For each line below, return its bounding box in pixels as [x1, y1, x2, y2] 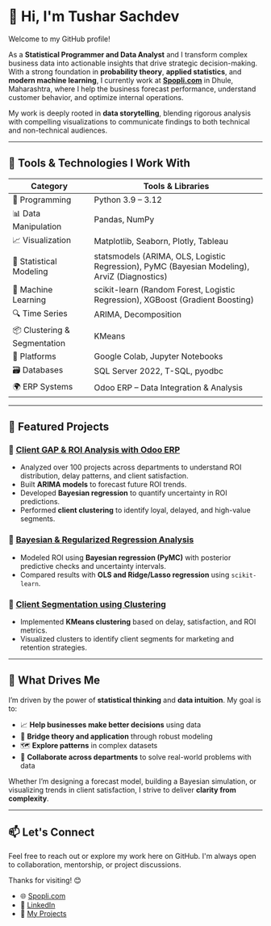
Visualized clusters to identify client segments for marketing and [19, 634, 235, 644]
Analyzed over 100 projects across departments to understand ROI [19, 462, 242, 472]
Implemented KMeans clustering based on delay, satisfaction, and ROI [19, 617, 256, 627]
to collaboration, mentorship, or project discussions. [8, 860, 181, 869]
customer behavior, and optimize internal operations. [8, 92, 184, 102]
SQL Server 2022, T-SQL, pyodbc [94, 365, 224, 377]
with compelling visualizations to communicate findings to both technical [8, 116, 250, 126]
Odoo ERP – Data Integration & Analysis [94, 382, 244, 394]
